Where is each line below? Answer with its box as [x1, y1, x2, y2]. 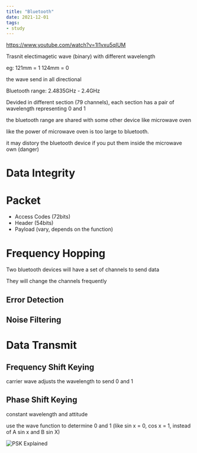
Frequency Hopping [6, 246, 106, 260]
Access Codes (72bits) [14, 213, 71, 220]
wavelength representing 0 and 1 [6, 105, 86, 113]
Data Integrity [6, 166, 76, 180]
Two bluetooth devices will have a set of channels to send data [6, 266, 160, 273]
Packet [6, 194, 41, 207]
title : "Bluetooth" [6, 8, 54, 15]
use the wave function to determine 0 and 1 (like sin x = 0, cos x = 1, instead [6, 422, 191, 429]
